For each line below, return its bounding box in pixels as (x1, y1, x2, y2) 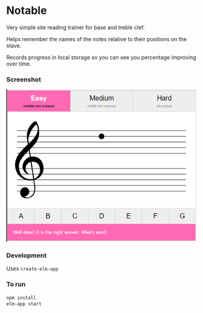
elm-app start (6, 301, 42, 307)
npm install (6, 295, 36, 301)
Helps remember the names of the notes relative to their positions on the (6, 35, 187, 42)
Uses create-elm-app (6, 265, 59, 272)
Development (6, 251, 47, 260)
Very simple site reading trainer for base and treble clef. (6, 24, 145, 31)
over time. (6, 60, 31, 67)
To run (6, 280, 26, 289)
